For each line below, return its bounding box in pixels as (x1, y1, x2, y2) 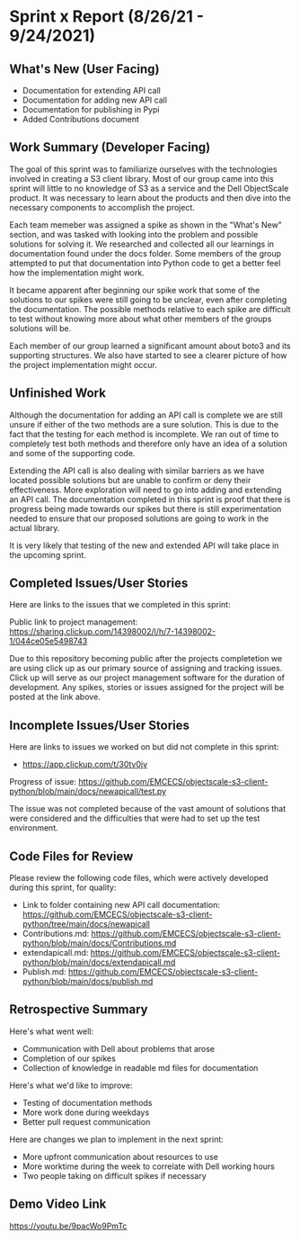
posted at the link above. (9, 691, 101, 703)
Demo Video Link (9, 1197, 107, 1212)
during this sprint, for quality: (9, 882, 117, 893)
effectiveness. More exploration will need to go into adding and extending (9, 484, 282, 495)
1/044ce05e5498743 (9, 636, 88, 647)
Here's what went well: (9, 1026, 94, 1037)
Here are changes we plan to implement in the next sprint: (9, 1134, 225, 1145)
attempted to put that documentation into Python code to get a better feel (9, 257, 281, 268)
